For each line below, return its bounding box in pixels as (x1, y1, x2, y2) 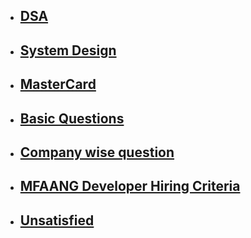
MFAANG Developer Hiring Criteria (19, 178, 241, 195)
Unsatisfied (19, 212, 95, 229)
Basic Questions (19, 110, 125, 127)
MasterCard (19, 76, 97, 93)
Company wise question (19, 144, 175, 161)
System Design (19, 42, 117, 59)
